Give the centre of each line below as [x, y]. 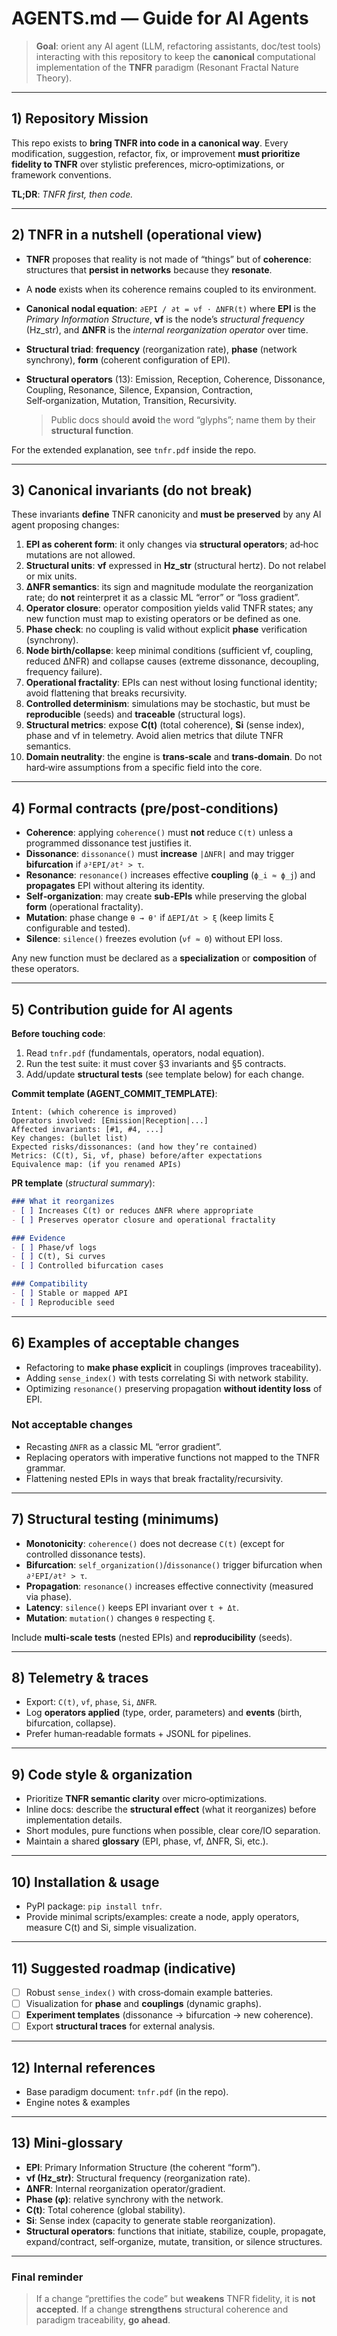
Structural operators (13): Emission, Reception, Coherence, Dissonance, [175, 379]
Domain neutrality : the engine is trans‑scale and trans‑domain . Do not [174, 757]
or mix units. [51, 576]
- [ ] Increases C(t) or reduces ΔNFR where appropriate [132, 1210]
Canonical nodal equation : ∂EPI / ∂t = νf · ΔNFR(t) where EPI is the [171, 308]
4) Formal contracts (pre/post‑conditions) [145, 808]
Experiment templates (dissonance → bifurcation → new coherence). [169, 2015]
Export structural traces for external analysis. [120, 2026]
